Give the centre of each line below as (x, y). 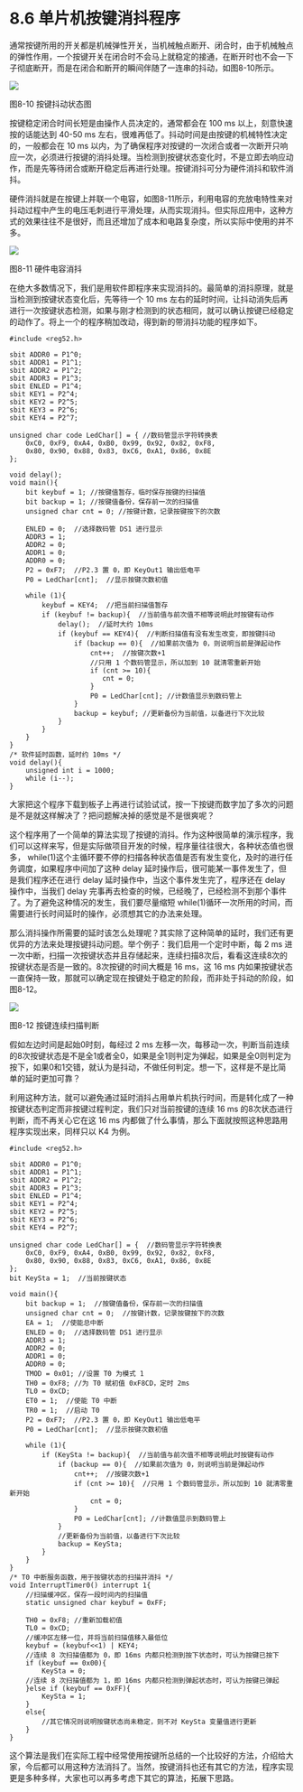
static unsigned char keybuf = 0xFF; (96, 1602)
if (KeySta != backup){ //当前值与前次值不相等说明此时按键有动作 (158, 1454)
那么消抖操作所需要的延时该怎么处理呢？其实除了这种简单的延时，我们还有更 (151, 933)
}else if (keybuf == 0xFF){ (78, 1688)
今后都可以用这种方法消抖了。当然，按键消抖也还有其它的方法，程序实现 (159, 1767)
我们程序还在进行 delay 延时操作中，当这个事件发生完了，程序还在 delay (151, 879)
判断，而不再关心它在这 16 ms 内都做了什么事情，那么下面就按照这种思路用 (149, 1119)
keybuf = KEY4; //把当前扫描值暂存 (105, 605)
